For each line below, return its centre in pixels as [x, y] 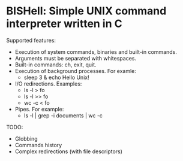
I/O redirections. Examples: [48, 83]
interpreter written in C [64, 24]
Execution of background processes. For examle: [76, 71]
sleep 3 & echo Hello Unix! [56, 77]
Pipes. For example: [39, 109]
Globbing [26, 138]
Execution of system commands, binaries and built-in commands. [96, 51]
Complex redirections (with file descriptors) [69, 151]
